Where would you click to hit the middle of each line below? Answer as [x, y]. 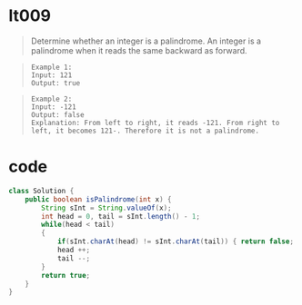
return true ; [66, 275]
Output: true [55, 83]
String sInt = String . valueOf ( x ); [106, 208]
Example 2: [51, 99]
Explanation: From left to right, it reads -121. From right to [155, 123]
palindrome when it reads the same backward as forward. [139, 50]
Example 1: [51, 67]
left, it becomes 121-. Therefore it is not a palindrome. [145, 131]
